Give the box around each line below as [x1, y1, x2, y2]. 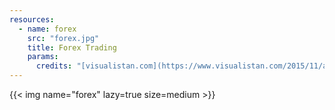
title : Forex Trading [27, 42, 117, 53]
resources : [9, 14, 55, 25]
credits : [35, 61, 73, 71]
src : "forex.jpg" [27, 33, 100, 43]
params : [27, 52, 59, 62]
